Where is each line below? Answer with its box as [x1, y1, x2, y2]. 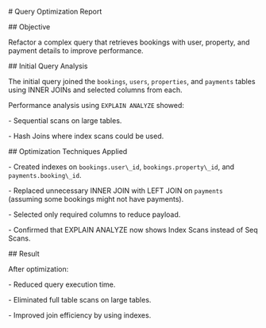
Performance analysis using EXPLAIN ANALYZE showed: [8, 101, 185, 110]
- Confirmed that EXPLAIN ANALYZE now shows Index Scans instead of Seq [8, 226, 258, 234]
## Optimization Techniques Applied [8, 147, 128, 156]
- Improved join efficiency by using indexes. [8, 311, 152, 320]
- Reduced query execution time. [8, 280, 116, 289]
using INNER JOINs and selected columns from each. [8, 85, 183, 95]
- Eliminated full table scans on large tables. [8, 295, 152, 304]
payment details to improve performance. [8, 46, 145, 55]
